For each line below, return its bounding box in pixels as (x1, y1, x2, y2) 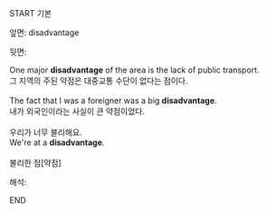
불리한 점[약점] (9, 158, 62, 168)
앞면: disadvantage (9, 27, 80, 38)
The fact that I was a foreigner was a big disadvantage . (9, 95, 217, 106)
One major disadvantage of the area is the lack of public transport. (9, 64, 260, 75)
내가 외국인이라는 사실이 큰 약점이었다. (9, 106, 145, 116)
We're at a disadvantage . (9, 137, 105, 148)
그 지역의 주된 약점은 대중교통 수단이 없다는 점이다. (9, 75, 188, 86)
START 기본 (9, 8, 53, 18)
